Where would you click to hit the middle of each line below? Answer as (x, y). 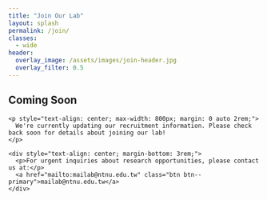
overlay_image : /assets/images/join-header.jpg (96, 61)
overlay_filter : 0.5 (50, 68)
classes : (23, 38)
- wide (26, 46)
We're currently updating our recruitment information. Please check (133, 126)
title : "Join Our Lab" (46, 16)
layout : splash (34, 23)
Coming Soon (43, 100)
